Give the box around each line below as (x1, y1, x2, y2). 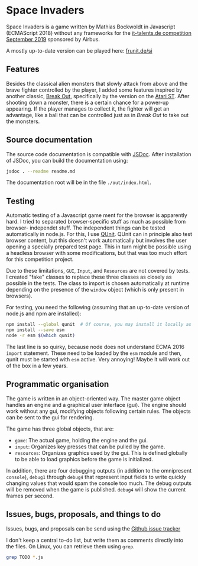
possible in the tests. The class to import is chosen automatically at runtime (6, 280, 190, 287)
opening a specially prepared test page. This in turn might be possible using (6, 243, 191, 250)
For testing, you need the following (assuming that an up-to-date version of (6, 304, 190, 311)
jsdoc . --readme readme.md (6, 168, 76, 174)
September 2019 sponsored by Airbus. (6, 35, 100, 43)
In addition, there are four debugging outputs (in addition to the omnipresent (6, 467, 192, 474)
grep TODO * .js (6, 554, 44, 560)
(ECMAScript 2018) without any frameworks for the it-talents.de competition (6, 29, 192, 36)
